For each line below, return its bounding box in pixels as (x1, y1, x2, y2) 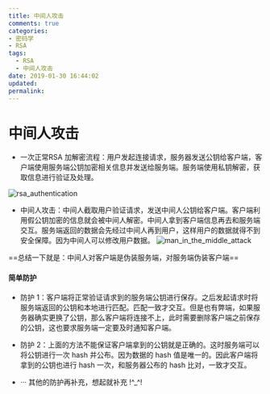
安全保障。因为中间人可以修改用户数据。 (19, 236, 155, 245)
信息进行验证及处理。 (27, 173, 98, 182)
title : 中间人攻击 (8, 11, 64, 20)
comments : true (8, 19, 60, 27)
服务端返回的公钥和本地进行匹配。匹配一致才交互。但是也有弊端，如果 (19, 302, 254, 312)
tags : (8, 49, 27, 57)
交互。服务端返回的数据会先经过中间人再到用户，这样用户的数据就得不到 (19, 225, 260, 235)
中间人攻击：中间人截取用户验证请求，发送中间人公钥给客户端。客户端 (19, 205, 254, 215)
